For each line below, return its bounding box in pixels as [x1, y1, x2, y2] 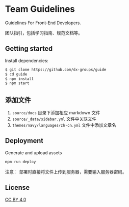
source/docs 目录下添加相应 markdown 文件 [12, 110, 101, 116]
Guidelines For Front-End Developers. [5, 20, 81, 26]
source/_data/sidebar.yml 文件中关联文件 [12, 116, 97, 122]
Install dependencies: [5, 58, 49, 64]
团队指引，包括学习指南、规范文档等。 [5, 30, 82, 35]
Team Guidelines [5, 3, 75, 15]
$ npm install [5, 76, 34, 81]
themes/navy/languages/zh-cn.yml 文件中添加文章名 [12, 122, 116, 128]
